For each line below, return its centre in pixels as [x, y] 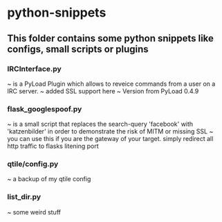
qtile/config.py [33, 164]
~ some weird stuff [34, 212]
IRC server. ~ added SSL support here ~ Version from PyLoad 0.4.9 [103, 91]
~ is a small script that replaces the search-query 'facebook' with [100, 124]
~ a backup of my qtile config [49, 179]
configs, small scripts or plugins [78, 49]
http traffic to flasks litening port [53, 146]
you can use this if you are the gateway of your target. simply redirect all [110, 139]
